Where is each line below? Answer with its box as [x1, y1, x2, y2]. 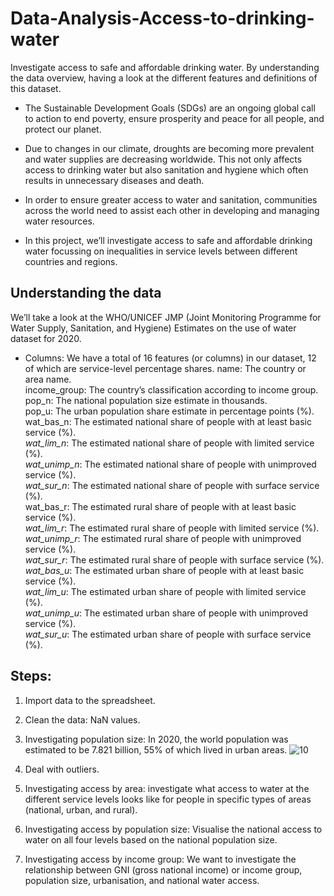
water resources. [24, 215, 95, 227]
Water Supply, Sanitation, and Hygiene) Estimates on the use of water [10, 322, 297, 334]
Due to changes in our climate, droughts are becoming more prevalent [24, 142, 315, 154]
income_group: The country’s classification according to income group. [24, 383, 319, 396]
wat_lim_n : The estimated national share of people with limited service [24, 437, 315, 449]
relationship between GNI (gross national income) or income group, [24, 863, 303, 876]
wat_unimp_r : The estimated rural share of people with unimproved [24, 532, 302, 544]
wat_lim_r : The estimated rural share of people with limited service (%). [24, 522, 320, 534]
